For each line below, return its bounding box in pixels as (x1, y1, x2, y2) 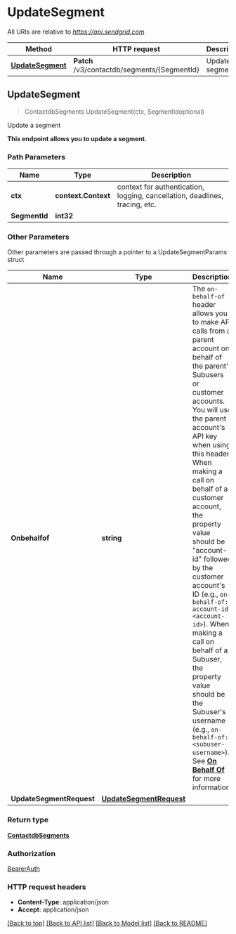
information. (192, 782, 232, 792)
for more (192, 774, 221, 784)
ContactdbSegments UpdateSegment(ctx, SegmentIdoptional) (24, 107, 205, 116)
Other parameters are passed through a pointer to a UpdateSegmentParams (7, 248, 228, 256)
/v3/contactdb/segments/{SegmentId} (73, 65, 200, 74)
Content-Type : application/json (17, 898, 109, 907)
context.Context (55, 191, 111, 201)
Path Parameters (7, 152, 65, 162)
